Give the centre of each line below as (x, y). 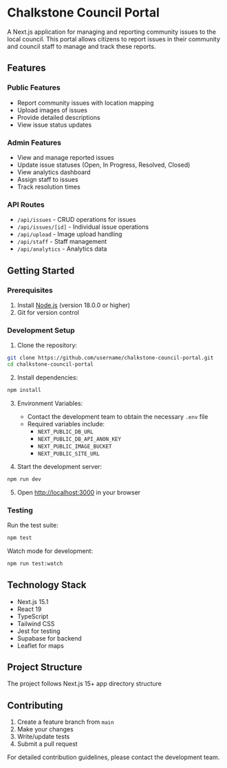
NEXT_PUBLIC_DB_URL (66, 432)
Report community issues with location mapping (85, 103)
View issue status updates (54, 125)
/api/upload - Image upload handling (69, 234)
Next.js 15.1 (33, 601)
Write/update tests (43, 737)
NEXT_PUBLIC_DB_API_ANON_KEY (79, 439)
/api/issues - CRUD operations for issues (76, 220)
